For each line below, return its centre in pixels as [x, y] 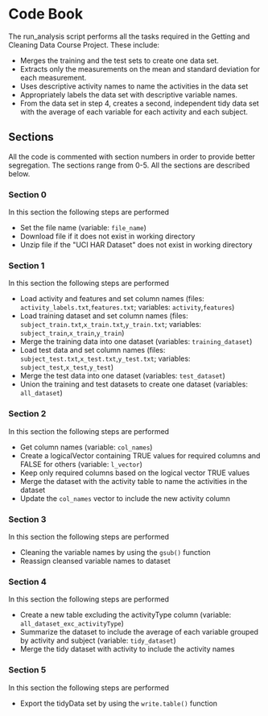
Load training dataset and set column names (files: [104, 316]
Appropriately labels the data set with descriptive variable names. [128, 94]
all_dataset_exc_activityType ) [72, 623]
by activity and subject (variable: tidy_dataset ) [98, 640]
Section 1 [27, 265]
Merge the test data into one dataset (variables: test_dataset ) [122, 376]
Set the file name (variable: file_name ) [83, 228]
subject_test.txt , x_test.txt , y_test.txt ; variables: [105, 358]
